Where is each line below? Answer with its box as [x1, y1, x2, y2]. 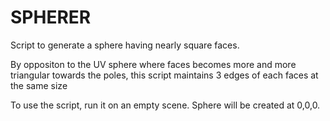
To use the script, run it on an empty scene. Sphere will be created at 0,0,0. [10, 99, 321, 111]
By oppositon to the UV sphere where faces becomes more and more [10, 58, 297, 70]
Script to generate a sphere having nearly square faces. [10, 39, 240, 51]
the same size [10, 79, 68, 91]
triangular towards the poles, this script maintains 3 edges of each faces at [10, 69, 319, 81]
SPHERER [10, 6, 92, 29]
